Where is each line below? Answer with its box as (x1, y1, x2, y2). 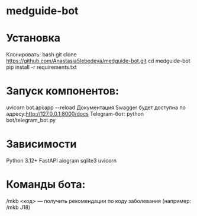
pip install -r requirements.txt (6, 63, 77, 71)
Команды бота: (6, 178, 86, 191)
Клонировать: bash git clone (6, 51, 77, 58)
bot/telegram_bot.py (6, 117, 56, 124)
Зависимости (6, 138, 77, 151)
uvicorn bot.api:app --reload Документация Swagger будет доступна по (6, 104, 186, 111)
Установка (6, 31, 61, 45)
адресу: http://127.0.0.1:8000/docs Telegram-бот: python (6, 110, 144, 117)
